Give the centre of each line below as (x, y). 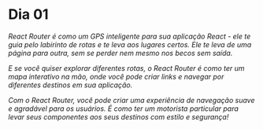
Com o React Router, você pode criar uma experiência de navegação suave (131, 100)
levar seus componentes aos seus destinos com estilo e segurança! (119, 116)
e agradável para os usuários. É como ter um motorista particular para (123, 109)
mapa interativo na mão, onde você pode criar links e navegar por (116, 76)
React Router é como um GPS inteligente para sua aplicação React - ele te (130, 36)
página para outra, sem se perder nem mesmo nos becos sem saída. (120, 53)
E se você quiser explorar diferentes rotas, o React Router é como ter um (127, 68)
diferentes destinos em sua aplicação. (70, 85)
